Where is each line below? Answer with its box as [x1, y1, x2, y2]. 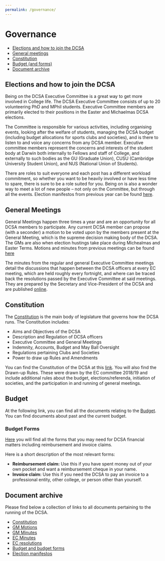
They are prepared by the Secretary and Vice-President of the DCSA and [5, 281, 154, 287]
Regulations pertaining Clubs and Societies [12, 350, 100, 355]
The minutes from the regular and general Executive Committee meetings [5, 260, 154, 266]
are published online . [5, 286, 48, 292]
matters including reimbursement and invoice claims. [5, 442, 112, 448]
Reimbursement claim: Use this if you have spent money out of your [12, 461, 152, 467]
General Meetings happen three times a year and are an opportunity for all [5, 219, 156, 225]
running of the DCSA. [5, 509, 48, 515]
